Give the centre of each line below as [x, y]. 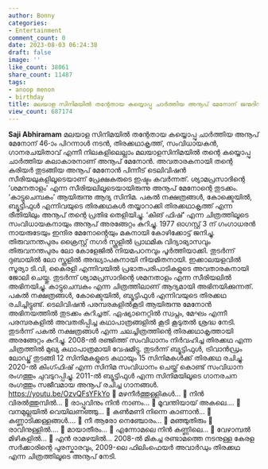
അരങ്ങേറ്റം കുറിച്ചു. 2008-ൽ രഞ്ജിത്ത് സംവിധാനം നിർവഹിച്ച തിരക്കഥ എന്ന [130, 340]
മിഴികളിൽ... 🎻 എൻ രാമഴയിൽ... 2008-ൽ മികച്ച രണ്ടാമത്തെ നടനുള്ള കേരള [131, 438]
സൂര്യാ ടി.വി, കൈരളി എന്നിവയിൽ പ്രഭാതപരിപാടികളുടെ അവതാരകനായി [128, 268]
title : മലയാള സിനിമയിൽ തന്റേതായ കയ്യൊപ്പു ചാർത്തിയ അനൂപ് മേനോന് [122, 104]
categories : [28, 23]
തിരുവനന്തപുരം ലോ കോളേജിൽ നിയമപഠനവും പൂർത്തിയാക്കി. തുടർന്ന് [122, 250]
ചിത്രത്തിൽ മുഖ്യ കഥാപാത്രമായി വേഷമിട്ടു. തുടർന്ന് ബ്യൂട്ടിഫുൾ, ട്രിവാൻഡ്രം [125, 349]
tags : [17, 82]
